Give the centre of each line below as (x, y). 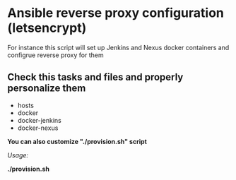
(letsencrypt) (47, 28)
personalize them (47, 89)
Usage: (18, 155)
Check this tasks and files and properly (95, 77)
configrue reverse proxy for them (55, 55)
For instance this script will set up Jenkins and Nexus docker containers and (118, 47)
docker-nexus (38, 128)
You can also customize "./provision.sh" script (77, 141)
